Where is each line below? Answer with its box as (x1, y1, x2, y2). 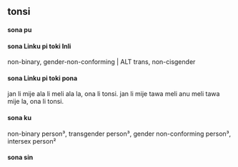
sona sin (7, 153, 34, 162)
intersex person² (7, 136, 56, 145)
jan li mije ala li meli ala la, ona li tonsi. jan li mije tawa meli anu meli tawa (7, 90, 220, 98)
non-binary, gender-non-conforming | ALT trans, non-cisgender (7, 58, 196, 66)
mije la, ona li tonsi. (7, 97, 64, 106)
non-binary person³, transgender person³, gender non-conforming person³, (7, 129, 232, 138)
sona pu (7, 25, 32, 34)
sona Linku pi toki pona (7, 74, 78, 82)
